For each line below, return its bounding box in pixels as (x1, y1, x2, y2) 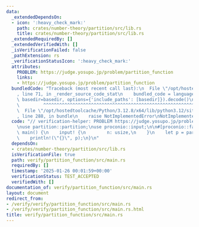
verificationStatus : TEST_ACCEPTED (11, 174, 99, 180)
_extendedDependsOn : (11, 14, 62, 20)
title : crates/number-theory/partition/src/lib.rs (17, 31, 145, 37)
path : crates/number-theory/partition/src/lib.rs (17, 25, 142, 31)
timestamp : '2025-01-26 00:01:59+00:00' (11, 168, 113, 174)
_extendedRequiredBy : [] (11, 36, 73, 42)
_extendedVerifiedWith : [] (11, 42, 78, 48)
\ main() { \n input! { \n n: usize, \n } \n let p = (17, 129, 184, 136)
